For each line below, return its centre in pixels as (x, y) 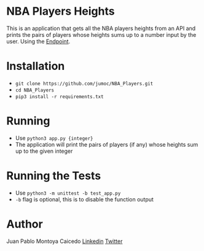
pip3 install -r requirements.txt (59, 96)
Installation (36, 66)
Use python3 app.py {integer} (54, 138)
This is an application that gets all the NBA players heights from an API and (101, 28)
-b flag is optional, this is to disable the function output (84, 199)
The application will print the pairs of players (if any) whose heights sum (107, 144)
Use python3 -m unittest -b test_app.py (68, 193)
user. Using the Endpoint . (38, 41)
